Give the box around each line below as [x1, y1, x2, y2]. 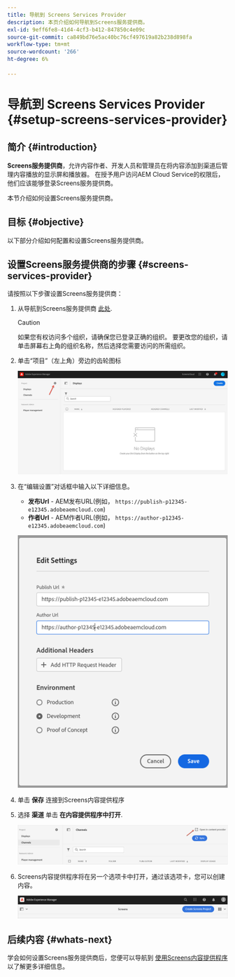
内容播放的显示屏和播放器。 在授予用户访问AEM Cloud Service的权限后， [13, 170, 225, 178]
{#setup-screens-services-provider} [7, 112, 228, 128]
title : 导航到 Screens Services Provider [7, 11, 127, 18]
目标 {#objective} [7, 216, 85, 228]
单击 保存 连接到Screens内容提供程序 [17, 796, 124, 804]
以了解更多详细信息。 [7, 962, 69, 971]
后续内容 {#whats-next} [7, 934, 113, 945]
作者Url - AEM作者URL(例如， [27, 513, 114, 522]
